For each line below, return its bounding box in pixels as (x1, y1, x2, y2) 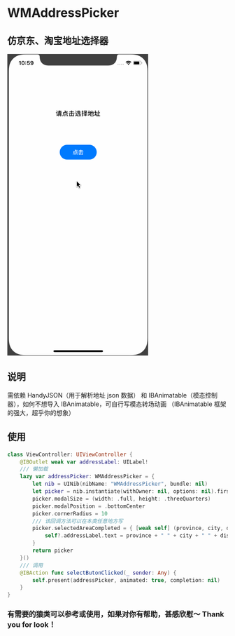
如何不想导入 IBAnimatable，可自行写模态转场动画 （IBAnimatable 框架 (22, 400, 227, 408)
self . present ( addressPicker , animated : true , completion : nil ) (32, 576, 220, 583)
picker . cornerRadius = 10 (32, 510, 108, 517)
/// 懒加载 (20, 466, 48, 473)
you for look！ (7, 620, 56, 630)
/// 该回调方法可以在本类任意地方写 (32, 517, 124, 525)
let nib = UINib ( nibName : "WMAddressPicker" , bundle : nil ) (32, 480, 208, 488)
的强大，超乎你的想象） (7, 408, 75, 417)
